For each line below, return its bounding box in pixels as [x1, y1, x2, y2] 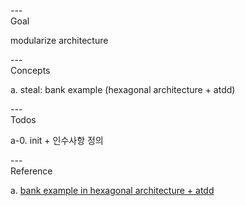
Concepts [10, 65, 51, 76]
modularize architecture [10, 35, 109, 46]
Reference [10, 165, 53, 177]
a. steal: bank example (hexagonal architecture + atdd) [10, 84, 236, 95]
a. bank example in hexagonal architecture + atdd [10, 185, 215, 196]
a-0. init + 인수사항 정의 [10, 135, 104, 146]
